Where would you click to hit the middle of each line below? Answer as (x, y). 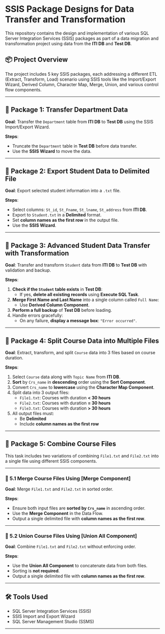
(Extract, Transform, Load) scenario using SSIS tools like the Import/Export (81, 79)
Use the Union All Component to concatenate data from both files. (80, 566)
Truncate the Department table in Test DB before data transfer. (75, 146)
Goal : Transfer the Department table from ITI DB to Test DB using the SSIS (79, 121)
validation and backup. (28, 270)
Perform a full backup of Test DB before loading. (62, 310)
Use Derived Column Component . (55, 305)
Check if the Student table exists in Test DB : (57, 289)
